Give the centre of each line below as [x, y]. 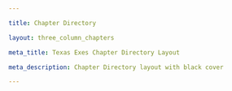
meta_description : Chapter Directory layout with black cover [116, 67]
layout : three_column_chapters [61, 37]
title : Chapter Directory [52, 23]
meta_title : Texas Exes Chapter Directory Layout [94, 52]
